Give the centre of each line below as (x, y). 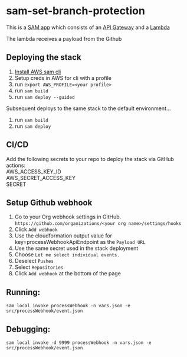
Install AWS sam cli (38, 72)
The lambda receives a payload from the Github (64, 38)
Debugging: (28, 329)
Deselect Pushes (34, 261)
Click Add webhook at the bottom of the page (68, 274)
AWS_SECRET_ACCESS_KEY (41, 178)
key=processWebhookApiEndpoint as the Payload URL (80, 242)
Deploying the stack (44, 57)
